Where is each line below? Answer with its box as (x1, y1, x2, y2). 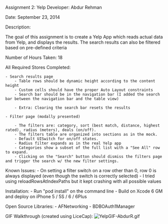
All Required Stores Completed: (5, 65, 71, 70)
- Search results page (5, 74, 53, 79)
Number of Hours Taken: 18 (5, 54, 63, 60)
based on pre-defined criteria (5, 45, 67, 50)
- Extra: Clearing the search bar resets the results (14, 105, 130, 110)
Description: (5, 24, 31, 30)
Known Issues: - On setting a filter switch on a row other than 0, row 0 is (5, 168, 156, 173)
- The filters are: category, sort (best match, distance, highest (14, 123, 160, 128)
